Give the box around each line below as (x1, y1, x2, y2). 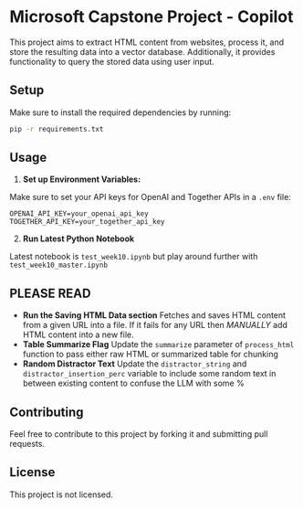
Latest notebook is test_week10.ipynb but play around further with (9, 251, 258, 262)
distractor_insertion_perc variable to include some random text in (22, 368, 277, 379)
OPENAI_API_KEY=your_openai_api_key (9, 209, 149, 218)
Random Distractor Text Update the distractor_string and (22, 358, 247, 369)
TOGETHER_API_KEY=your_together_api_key (9, 217, 166, 227)
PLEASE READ (9, 285, 91, 301)
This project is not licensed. (9, 489, 114, 500)
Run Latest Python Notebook (22, 233, 135, 244)
